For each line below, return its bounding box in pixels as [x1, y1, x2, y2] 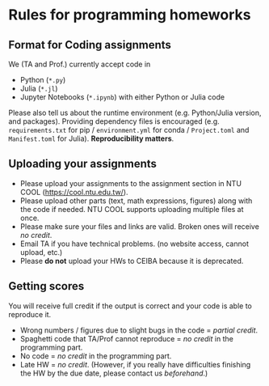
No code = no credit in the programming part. [19, 350, 172, 361]
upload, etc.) [19, 247, 63, 257]
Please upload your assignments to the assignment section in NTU [19, 178, 242, 188]
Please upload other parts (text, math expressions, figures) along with [19, 196, 253, 206]
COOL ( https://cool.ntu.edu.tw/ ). [19, 187, 128, 197]
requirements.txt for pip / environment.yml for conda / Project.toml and [8, 125, 250, 134]
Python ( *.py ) [19, 75, 66, 84]
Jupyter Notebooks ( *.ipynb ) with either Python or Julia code [19, 92, 225, 102]
